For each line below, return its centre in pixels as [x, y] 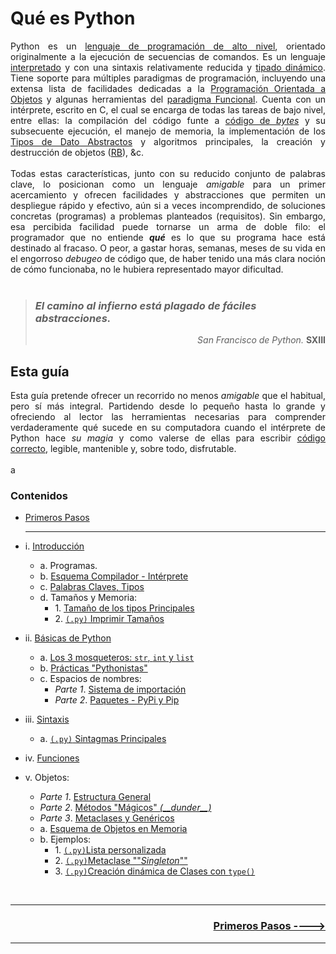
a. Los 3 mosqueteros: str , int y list [117, 658]
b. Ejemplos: [65, 839]
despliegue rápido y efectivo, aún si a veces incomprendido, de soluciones [168, 205]
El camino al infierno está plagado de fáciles [145, 305]
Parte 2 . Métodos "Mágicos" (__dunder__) [125, 808]
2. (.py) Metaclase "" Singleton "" [121, 861]
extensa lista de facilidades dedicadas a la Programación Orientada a [168, 88]
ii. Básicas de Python [68, 638]
